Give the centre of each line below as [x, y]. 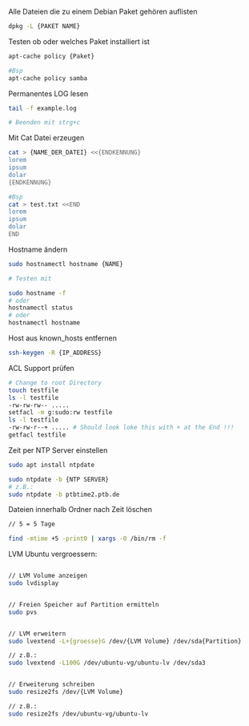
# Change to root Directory [55, 383]
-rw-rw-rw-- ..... [39, 405]
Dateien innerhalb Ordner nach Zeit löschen [80, 510]
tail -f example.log [43, 108]
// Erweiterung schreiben [51, 684]
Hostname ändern [38, 249]
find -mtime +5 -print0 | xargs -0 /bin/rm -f [87, 539]
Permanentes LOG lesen [48, 93]
